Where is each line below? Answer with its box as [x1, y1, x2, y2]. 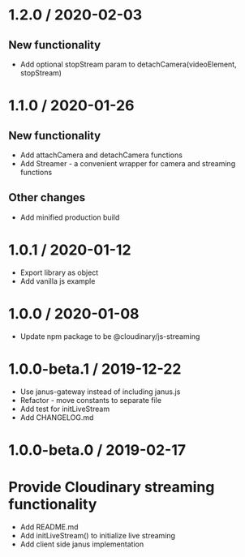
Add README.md [19, 521, 79, 532]
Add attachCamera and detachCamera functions [19, 150, 183, 160]
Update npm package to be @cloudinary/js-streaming [19, 331, 200, 341]
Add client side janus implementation [19, 539, 144, 549]
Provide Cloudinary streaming [8, 478, 215, 496]
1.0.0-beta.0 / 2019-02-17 [8, 440, 187, 459]
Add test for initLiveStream [19, 404, 110, 413]
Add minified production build [19, 212, 120, 222]
